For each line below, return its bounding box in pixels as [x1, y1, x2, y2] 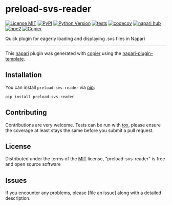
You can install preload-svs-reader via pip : [5, 84, 95, 90]
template [5, 55, 24, 62]
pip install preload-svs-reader [5, 94, 74, 99]
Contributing [5, 108, 47, 117]
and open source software [5, 161, 61, 167]
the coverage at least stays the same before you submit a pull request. [5, 127, 154, 134]
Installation [5, 70, 42, 80]
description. [5, 195, 31, 201]
